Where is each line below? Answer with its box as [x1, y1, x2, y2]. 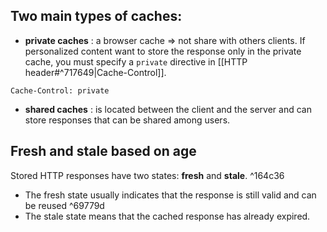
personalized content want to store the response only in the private [24, 45, 302, 57]
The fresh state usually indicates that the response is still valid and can [24, 189, 317, 201]
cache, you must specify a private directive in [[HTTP [24, 55, 248, 68]
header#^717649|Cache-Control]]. [24, 66, 167, 78]
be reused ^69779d [24, 199, 105, 211]
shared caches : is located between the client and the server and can [24, 103, 312, 115]
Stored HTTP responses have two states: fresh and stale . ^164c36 [10, 169, 285, 181]
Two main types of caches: [10, 8, 183, 25]
